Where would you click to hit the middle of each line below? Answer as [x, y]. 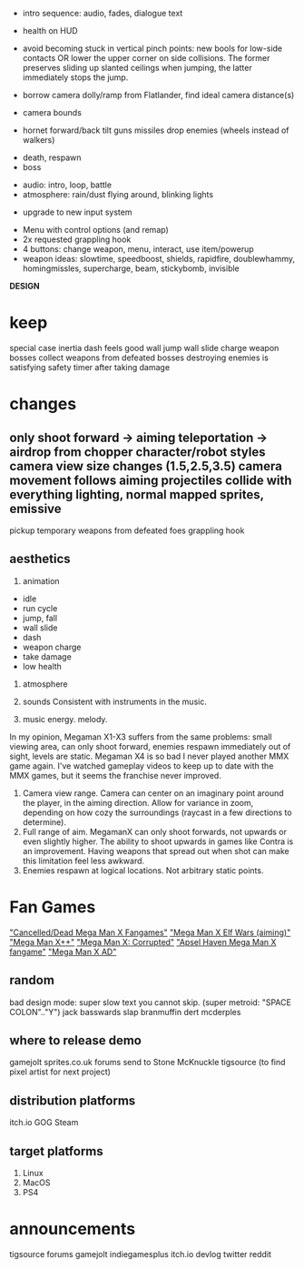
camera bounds [52, 112]
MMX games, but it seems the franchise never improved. [116, 775]
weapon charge [52, 647]
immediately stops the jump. [75, 77]
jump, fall [39, 618]
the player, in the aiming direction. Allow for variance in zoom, [138, 802]
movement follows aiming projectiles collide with [151, 480]
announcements [73, 1229]
